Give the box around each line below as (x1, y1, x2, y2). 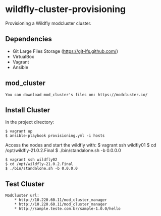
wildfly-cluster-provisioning (5, 4, 126, 15)
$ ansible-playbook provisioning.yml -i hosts (5, 133, 105, 138)
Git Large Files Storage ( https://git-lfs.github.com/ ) (12, 48, 119, 54)
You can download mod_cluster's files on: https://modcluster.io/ (5, 92, 148, 97)
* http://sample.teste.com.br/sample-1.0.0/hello (14, 206, 121, 211)
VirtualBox (12, 53, 34, 59)
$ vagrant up (5, 129, 33, 134)
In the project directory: (5, 119, 55, 125)
